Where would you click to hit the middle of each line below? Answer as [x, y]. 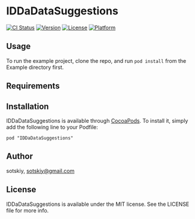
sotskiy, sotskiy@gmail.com [40, 171]
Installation [28, 106]
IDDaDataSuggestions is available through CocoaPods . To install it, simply [97, 120]
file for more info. [28, 210]
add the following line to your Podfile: [52, 127]
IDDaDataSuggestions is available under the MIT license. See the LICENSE [98, 204]
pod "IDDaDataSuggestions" [40, 138]
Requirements [33, 86]
